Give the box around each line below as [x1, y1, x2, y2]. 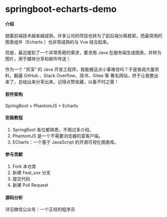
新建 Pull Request [12, 182, 48, 188]
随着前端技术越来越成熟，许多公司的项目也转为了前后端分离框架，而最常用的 [5, 33, 163, 39]
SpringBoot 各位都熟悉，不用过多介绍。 [12, 126, 94, 132]
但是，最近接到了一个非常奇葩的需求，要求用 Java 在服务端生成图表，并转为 [5, 50, 162, 56]
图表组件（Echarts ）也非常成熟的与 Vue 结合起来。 [5, 39, 111, 45]
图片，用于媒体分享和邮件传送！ [5, 56, 71, 62]
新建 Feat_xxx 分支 [12, 170, 51, 175]
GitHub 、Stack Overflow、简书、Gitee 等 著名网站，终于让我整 [23, 73, 155, 79]
